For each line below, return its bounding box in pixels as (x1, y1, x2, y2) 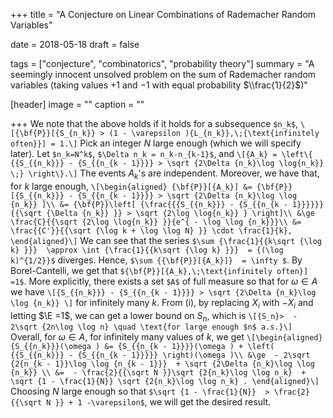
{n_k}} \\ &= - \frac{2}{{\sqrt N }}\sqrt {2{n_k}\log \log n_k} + (10, 368, 307, 378)
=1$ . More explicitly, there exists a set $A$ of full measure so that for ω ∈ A (10, 275, 318, 287)
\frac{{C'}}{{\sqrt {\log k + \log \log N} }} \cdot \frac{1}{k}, (10, 225, 293, 236)
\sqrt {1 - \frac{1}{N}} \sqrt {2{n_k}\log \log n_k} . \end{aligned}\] (10, 377, 320, 387)
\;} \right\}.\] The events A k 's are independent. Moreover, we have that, (10, 167, 320, 181)
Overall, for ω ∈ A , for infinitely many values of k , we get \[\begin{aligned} (10, 331, 323, 343)
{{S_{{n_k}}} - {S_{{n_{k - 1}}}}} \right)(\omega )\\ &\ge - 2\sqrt (10, 350, 311, 361)
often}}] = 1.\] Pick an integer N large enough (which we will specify (10, 137, 302, 149)
